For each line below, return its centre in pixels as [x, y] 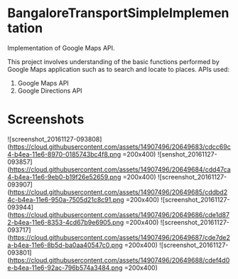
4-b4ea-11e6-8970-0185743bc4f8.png [64, 154]
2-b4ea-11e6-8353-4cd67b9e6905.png [66, 222]
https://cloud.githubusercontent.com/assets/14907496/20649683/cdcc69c [120, 147]
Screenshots [46, 120]
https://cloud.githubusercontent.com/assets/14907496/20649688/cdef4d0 [120, 260]
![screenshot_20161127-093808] [55, 139]
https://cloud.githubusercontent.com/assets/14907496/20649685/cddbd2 [119, 192]
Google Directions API [50, 90]
